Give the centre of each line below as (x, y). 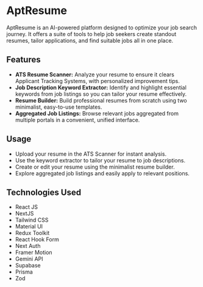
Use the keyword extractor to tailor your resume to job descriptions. (100, 160)
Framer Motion (34, 252)
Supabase (28, 266)
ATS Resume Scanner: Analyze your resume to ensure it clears (95, 74)
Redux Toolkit (32, 233)
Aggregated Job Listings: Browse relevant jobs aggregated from (97, 113)
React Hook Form (37, 239)
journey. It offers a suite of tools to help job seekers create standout (91, 34)
